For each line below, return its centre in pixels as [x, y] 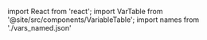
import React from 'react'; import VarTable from [85, 11]
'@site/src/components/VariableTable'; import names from [103, 20]
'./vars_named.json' [40, 28]
